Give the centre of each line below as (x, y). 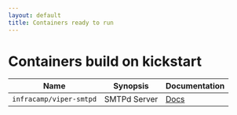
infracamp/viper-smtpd (54, 99)
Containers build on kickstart (105, 61)
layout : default (35, 15)
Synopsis (131, 86)
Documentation (195, 86)
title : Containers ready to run (61, 23)
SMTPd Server (131, 99)
